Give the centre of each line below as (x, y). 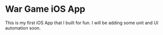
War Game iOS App (45, 9)
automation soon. (23, 28)
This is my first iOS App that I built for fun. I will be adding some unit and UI (82, 23)
